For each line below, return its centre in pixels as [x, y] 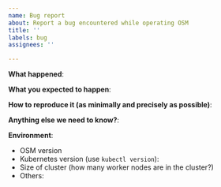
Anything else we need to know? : [64, 120]
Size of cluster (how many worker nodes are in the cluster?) [117, 167]
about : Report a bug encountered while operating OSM [99, 23]
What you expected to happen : [60, 90]
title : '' [24, 30]
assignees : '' [32, 45]
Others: [32, 176]
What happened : [36, 74]
